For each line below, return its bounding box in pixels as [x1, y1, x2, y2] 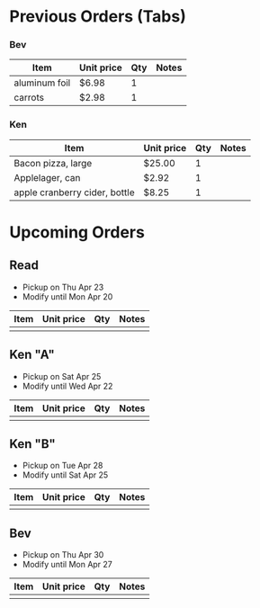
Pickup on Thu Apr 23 [22, 282, 104, 292]
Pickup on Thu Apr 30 [22, 550, 104, 560]
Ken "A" [9, 347, 56, 362]
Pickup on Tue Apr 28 [22, 460, 103, 471]
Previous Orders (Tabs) [9, 6, 187, 27]
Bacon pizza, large [13, 156, 93, 169]
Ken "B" [9, 436, 56, 452]
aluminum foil [13, 76, 71, 89]
